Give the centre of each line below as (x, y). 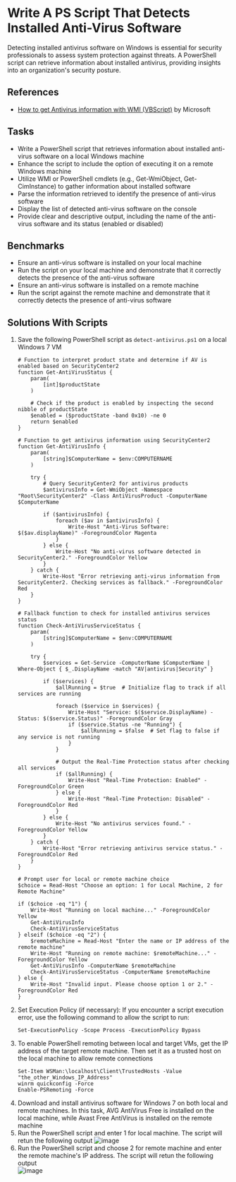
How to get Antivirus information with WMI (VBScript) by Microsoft (114, 109)
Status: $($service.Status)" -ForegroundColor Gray (95, 719)
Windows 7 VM (39, 347)
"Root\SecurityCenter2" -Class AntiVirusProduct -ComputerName (112, 496)
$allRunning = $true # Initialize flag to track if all (141, 688)
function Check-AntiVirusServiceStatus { (79, 626)
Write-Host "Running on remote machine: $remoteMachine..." (120, 954)
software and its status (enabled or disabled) (99, 223)
